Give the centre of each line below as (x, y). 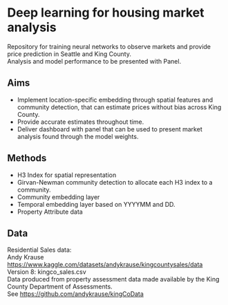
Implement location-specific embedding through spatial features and (115, 100)
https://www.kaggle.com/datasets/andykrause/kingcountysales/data (105, 265)
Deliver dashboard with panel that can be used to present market (110, 129)
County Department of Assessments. (60, 287)
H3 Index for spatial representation (67, 175)
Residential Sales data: (39, 250)
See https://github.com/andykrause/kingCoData (75, 294)
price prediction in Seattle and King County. (69, 54)
